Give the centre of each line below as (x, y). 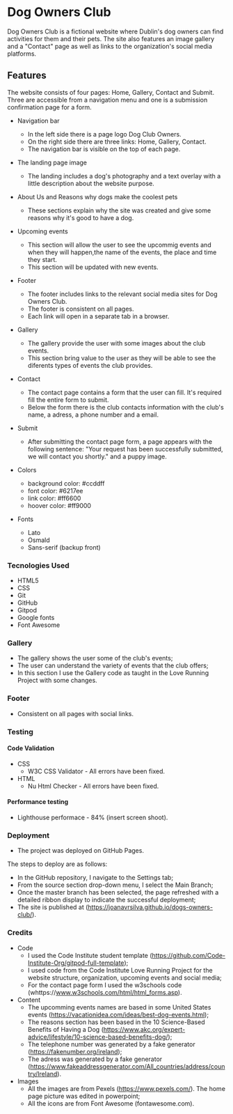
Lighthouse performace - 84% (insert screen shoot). (93, 817)
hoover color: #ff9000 (59, 505)
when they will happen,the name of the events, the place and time (122, 252)
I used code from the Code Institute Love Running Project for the (120, 970)
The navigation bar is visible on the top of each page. (104, 149)
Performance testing (38, 802)
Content (29, 1000)
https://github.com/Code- (189, 955)
